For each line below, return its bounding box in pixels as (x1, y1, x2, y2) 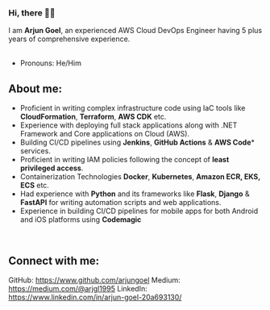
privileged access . (19, 163, 84, 173)
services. (19, 146, 51, 156)
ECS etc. (19, 181, 50, 191)
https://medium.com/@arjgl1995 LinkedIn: (8, 283, 147, 293)
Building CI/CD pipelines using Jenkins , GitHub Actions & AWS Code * (19, 137, 255, 148)
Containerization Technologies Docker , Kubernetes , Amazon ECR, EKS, (19, 172, 260, 182)
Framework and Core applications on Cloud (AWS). (19, 129, 190, 139)
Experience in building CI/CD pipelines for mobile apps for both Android (19, 206, 259, 216)
